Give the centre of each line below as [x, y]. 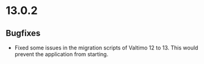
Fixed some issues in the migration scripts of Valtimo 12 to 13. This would [106, 48]
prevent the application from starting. [61, 54]
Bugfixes [23, 33]
